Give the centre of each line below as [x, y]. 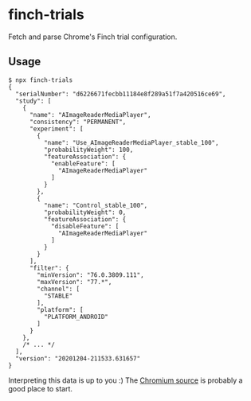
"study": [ [33, 101]
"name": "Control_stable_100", [96, 205]
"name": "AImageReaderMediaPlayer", [90, 115]
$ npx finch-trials [41, 80]
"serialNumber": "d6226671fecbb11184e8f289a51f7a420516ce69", [121, 94]
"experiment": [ [56, 129]
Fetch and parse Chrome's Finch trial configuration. [93, 37]
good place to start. [41, 388]
